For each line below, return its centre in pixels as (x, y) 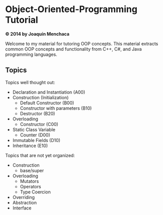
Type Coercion (35, 192)
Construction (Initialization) (40, 97)
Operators (30, 186)
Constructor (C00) (39, 124)
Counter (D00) (35, 135)
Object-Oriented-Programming (71, 9)
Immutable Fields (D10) (36, 140)
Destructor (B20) (37, 113)
